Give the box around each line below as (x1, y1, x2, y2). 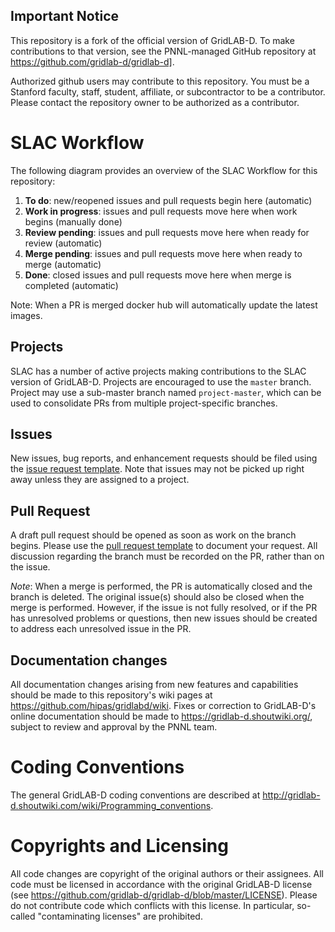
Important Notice (10, 8, 119, 25)
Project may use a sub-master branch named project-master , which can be (10, 386, 322, 398)
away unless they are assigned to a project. (10, 474, 190, 486)
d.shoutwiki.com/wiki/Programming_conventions (10, 799, 212, 811)
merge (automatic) (24, 258, 102, 270)
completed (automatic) (24, 279, 119, 291)
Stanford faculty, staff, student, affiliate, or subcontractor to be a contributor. (10, 85, 326, 98)
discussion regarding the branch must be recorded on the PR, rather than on (10, 550, 325, 563)
